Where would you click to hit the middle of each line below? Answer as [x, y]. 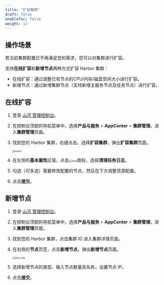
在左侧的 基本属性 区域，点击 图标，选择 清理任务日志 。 [71, 160]
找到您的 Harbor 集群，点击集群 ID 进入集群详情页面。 [67, 238]
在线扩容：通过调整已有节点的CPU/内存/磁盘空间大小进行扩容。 [77, 79]
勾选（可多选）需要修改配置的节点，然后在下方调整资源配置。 [75, 171]
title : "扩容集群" [23, 10]
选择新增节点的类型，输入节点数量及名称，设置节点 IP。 [69, 267]
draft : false [19, 14]
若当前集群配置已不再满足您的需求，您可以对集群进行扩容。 [66, 58]
